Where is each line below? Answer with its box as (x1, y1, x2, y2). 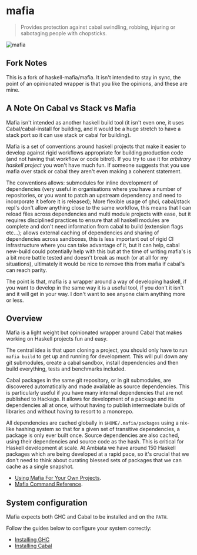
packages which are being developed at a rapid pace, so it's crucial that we (6, 450, 189, 458)
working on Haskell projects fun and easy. (6, 335, 108, 342)
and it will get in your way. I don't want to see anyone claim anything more (6, 290, 186, 297)
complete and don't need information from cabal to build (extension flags (6, 223, 183, 230)
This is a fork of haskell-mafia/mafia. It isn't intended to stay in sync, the (6, 73, 181, 80)
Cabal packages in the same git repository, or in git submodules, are (6, 377, 172, 384)
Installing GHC (14, 536, 50, 543)
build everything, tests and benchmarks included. (6, 365, 126, 372)
